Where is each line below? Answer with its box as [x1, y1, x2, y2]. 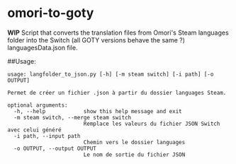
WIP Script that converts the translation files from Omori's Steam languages [7, 28, 229, 37]
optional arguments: [7, 101, 69, 109]
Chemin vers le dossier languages [83, 139, 186, 146]
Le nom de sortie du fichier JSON [83, 151, 186, 158]
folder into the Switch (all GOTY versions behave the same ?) [7, 35, 186, 44]
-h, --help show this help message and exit [13, 107, 182, 115]
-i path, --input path [13, 132, 81, 139]
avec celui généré [7, 126, 62, 134]
